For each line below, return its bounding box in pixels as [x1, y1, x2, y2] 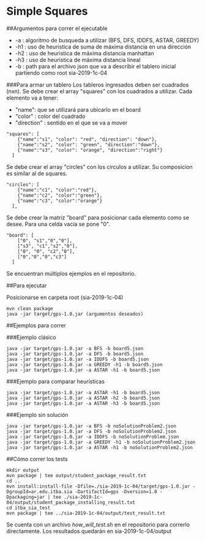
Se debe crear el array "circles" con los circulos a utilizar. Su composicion [6, 163, 193, 170]
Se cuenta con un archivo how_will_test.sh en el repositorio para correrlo [6, 521, 190, 528]
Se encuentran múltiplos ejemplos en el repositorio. [6, 270, 136, 277]
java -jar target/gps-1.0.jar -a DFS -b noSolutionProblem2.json [6, 428, 176, 434]
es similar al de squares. [6, 169, 67, 177]
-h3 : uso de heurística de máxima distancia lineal [15, 56, 141, 63]
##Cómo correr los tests [6, 455, 69, 462]
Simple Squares [6, 4, 88, 18]
